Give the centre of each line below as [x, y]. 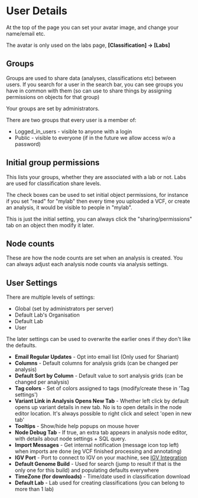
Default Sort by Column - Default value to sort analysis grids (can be [99, 376]
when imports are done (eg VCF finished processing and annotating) [98, 451]
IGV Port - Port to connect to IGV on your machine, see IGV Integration [101, 458]
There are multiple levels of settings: [51, 297]
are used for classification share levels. [54, 183]
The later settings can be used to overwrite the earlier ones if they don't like [98, 339]
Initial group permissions [53, 163]
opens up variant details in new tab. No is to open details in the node [98, 407]
